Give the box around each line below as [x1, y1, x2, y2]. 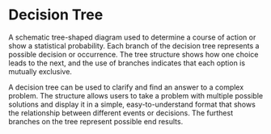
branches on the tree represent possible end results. [8, 116, 184, 126]
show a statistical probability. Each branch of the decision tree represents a [8, 40, 260, 50]
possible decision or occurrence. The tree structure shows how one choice [8, 49, 259, 59]
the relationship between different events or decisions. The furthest [8, 107, 233, 118]
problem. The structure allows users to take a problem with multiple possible [8, 90, 264, 100]
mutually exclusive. [8, 66, 73, 76]
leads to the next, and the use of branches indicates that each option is [8, 58, 245, 68]
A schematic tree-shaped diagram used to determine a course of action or [8, 32, 256, 42]
